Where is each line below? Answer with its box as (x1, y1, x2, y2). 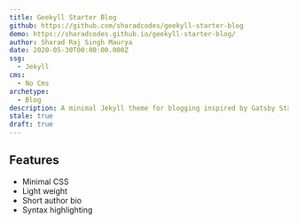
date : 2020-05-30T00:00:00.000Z (9, 46, 129, 55)
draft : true (9, 120, 53, 129)
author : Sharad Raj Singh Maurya (9, 37, 133, 47)
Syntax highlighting (21, 205, 93, 215)
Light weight (21, 185, 68, 196)
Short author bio (21, 195, 82, 205)
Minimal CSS (21, 176, 69, 187)
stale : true (9, 112, 53, 120)
